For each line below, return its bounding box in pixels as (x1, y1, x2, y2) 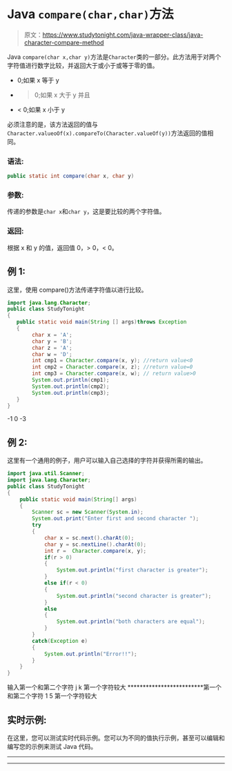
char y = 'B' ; (32, 337, 72, 345)
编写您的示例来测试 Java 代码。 (7, 743, 97, 751)
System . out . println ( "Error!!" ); (43, 650, 137, 657)
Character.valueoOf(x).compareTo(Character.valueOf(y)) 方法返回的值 (7, 129, 208, 137)
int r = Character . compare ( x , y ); (43, 547, 147, 554)
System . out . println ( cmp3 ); (32, 389, 110, 396)
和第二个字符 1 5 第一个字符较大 (7, 692, 97, 700)
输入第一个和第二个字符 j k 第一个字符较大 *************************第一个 (7, 683, 222, 691)
